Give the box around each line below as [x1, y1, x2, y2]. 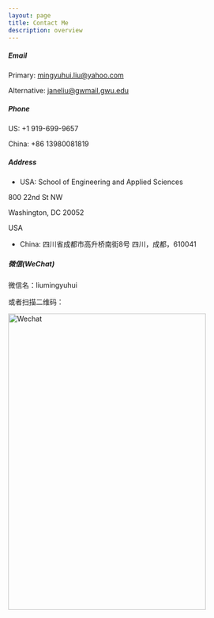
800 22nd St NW [8, 193, 63, 202]
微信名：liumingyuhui [8, 281, 77, 290]
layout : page [8, 11, 51, 20]
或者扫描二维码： [8, 297, 64, 307]
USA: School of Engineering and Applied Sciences [19, 177, 183, 187]
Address [8, 157, 37, 167]
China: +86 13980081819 [8, 139, 89, 149]
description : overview [8, 26, 83, 34]
